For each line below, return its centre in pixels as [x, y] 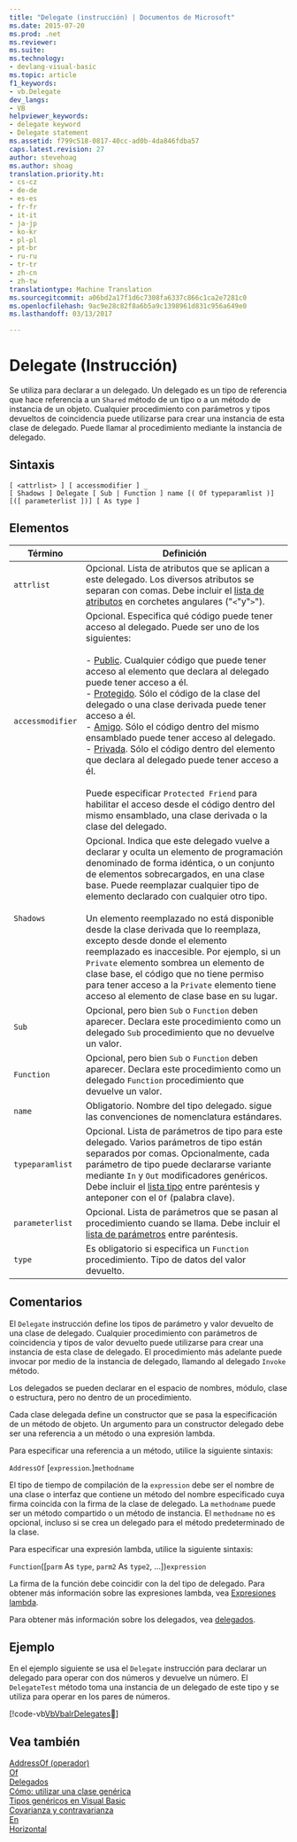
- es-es [23, 199]
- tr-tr [23, 265]
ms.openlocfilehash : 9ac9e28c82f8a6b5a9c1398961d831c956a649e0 [128, 306]
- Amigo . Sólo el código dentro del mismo [172, 726]
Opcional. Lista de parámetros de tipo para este [184, 1131]
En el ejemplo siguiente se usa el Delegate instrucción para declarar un [138, 1668]
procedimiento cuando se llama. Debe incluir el [183, 1222]
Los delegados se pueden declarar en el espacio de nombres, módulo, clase [148, 1387]
